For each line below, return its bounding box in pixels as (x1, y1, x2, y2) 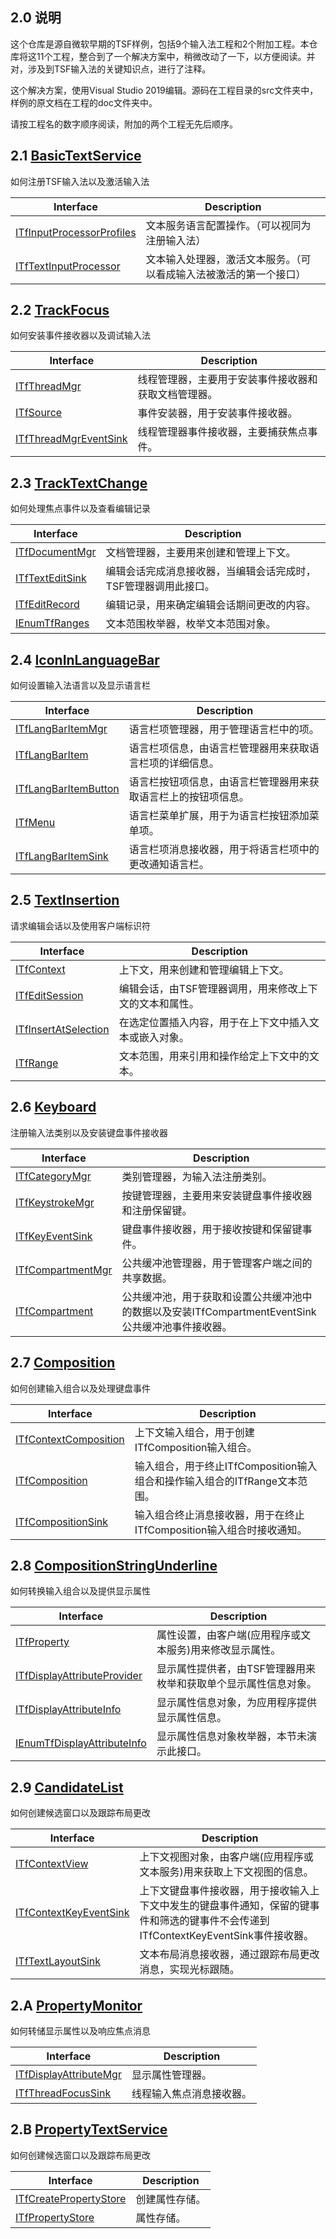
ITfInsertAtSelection (15, 1022, 110, 1036)
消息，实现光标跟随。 (139, 1963, 240, 1977)
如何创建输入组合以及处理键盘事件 (10, 1382, 151, 1394)
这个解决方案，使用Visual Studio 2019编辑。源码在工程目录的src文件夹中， (10, 84, 319, 96)
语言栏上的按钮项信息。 (138, 790, 250, 804)
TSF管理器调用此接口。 (105, 579, 215, 593)
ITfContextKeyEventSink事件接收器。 (139, 1929, 315, 1943)
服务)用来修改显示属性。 (166, 1643, 282, 1657)
